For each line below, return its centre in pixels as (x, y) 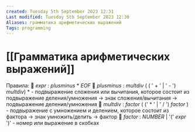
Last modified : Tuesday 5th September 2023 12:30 (68, 17)
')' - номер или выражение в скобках (53, 123)
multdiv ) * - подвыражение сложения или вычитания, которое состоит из (98, 92)
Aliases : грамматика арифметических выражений (64, 22)
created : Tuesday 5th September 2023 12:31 (60, 11)
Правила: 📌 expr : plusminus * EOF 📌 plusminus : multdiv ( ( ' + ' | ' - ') (91, 86)
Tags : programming (28, 28)
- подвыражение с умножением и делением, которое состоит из (88, 111)
